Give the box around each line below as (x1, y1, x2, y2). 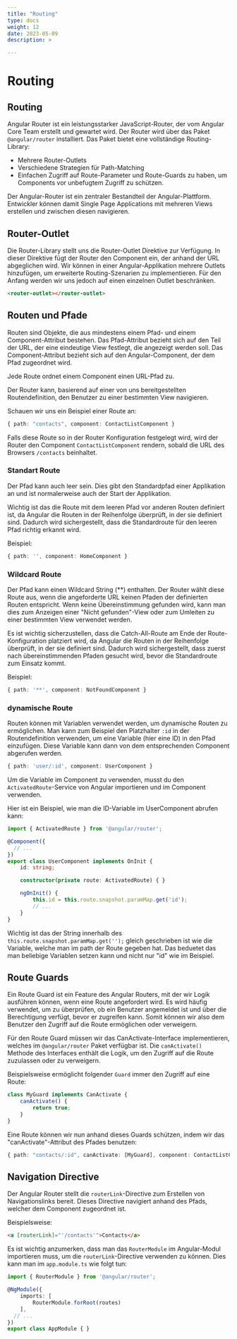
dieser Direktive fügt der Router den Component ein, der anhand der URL (7, 253, 220, 262)
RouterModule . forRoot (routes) (32, 1299, 121, 1306)
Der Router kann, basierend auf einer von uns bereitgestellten (7, 385, 187, 394)
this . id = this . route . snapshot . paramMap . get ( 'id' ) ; (32, 897, 188, 904)
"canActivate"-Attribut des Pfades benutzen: (7, 1137, 138, 1146)
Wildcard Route (7, 569, 62, 579)
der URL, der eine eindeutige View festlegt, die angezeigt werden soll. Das (7, 343, 224, 351)
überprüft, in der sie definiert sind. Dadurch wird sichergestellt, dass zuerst (7, 643, 226, 653)
